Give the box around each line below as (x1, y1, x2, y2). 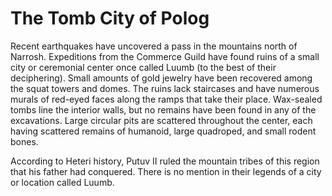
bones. (10, 135, 39, 147)
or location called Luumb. (10, 176, 115, 188)
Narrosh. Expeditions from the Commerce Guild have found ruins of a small (10, 50, 320, 62)
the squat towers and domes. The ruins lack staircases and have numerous (10, 82, 320, 94)
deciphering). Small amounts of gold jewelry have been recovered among (10, 72, 313, 84)
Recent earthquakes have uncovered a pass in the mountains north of (10, 40, 298, 52)
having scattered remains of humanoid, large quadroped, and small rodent (10, 125, 317, 137)
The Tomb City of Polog (10, 7, 210, 30)
